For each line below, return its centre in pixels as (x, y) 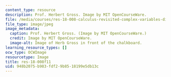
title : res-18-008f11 (28, 62)
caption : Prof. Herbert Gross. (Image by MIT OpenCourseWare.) (78, 33)
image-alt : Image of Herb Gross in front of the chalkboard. (76, 43)
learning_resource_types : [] (36, 48)
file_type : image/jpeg (29, 24)
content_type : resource (31, 10)
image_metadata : (22, 29)
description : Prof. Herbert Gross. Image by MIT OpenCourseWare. (76, 15)
